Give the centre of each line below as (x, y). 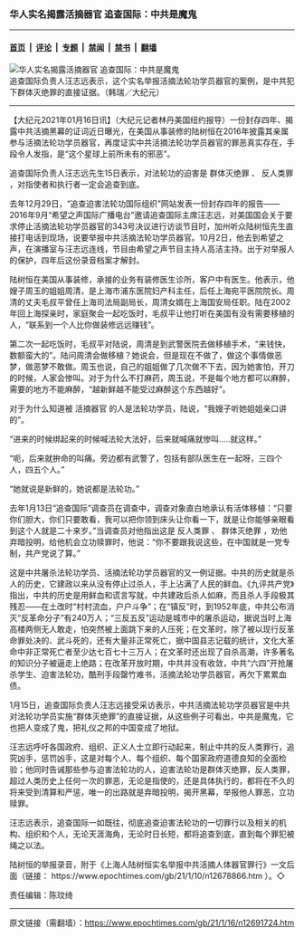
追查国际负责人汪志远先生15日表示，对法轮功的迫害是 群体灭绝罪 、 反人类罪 (152, 173)
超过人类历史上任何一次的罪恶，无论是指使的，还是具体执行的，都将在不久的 (152, 780)
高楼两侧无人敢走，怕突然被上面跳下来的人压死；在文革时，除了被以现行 (144, 629)
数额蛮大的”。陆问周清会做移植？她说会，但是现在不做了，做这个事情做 (142, 355)
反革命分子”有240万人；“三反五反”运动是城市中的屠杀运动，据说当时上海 (157, 617)
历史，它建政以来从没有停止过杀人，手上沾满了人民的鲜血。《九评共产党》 (160, 583)
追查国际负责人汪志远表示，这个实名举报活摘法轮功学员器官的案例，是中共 (148, 81)
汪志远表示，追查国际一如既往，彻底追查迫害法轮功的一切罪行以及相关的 (144, 822)
